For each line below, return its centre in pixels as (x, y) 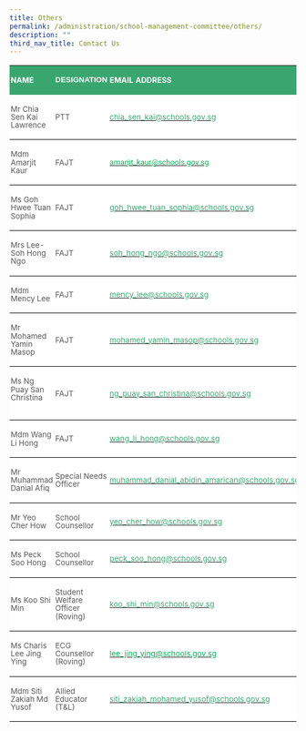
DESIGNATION (81, 80)
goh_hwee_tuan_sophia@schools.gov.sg (182, 208)
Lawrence (28, 125)
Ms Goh (25, 200)
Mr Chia (25, 109)
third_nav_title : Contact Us (65, 43)
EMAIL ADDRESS (140, 80)
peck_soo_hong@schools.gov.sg (168, 559)
